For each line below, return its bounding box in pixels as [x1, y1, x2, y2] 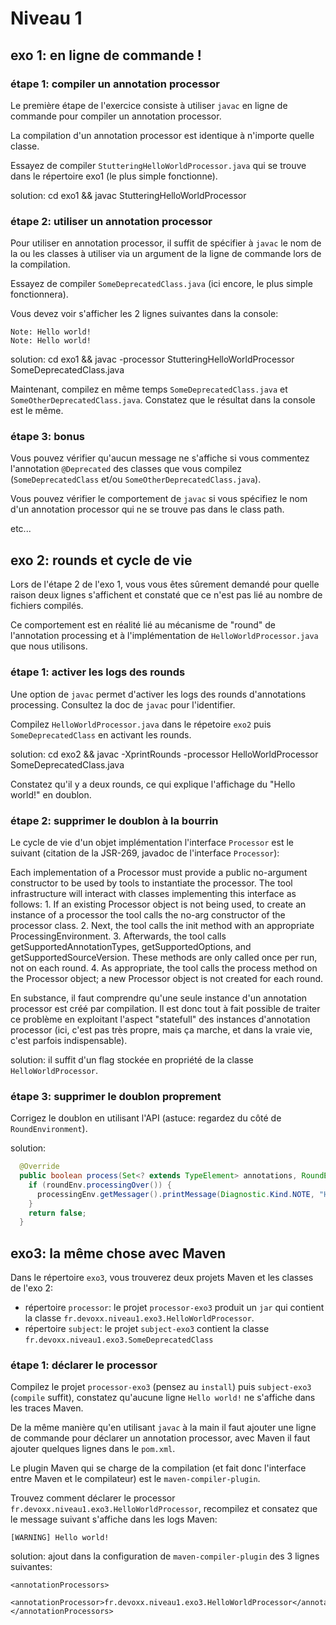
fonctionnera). [10, 288, 69, 301]
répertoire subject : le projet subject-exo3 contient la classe [24, 1323, 270, 1335]
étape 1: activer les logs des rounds [10, 665, 186, 679]
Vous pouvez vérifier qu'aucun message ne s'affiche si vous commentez [10, 452, 310, 464]
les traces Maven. [10, 1402, 84, 1414]
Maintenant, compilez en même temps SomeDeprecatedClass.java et [10, 383, 288, 396]
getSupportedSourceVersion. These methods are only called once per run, [10, 951, 318, 963]
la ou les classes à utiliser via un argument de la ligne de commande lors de [10, 248, 322, 260]
